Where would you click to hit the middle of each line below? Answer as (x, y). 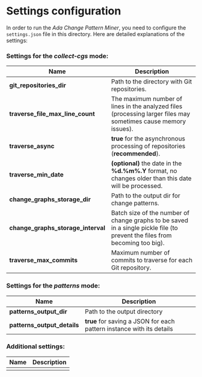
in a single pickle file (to (145, 228)
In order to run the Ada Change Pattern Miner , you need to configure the (96, 28)
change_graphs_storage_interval (57, 228)
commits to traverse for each (152, 261)
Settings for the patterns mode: (53, 286)
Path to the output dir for (145, 196)
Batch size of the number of (150, 213)
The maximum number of (146, 99)
